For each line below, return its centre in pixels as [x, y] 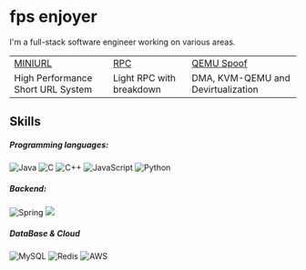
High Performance [53, 77]
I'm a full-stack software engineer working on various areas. [122, 42]
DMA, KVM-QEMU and [240, 77]
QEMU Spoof [219, 63]
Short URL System [53, 89]
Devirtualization [225, 89]
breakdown [137, 89]
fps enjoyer [53, 17]
